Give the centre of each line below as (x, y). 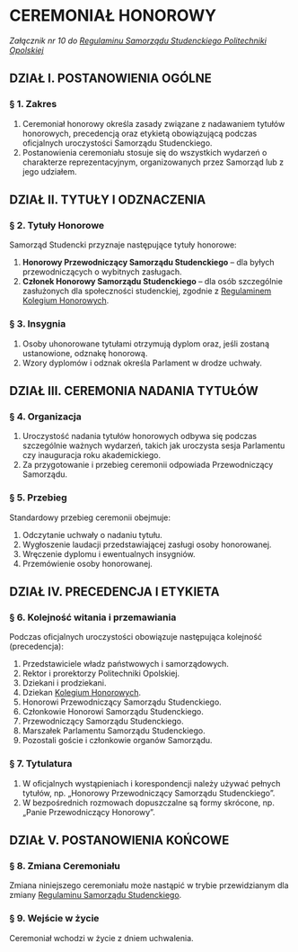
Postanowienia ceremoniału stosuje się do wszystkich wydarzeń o (145, 152)
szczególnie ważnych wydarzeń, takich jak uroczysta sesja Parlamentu (153, 445)
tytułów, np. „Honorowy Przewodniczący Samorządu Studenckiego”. (149, 793)
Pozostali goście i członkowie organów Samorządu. (117, 741)
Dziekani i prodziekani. (64, 683)
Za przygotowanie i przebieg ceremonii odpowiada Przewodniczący (148, 465)
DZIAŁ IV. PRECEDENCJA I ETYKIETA (114, 592)
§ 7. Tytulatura (41, 764)
